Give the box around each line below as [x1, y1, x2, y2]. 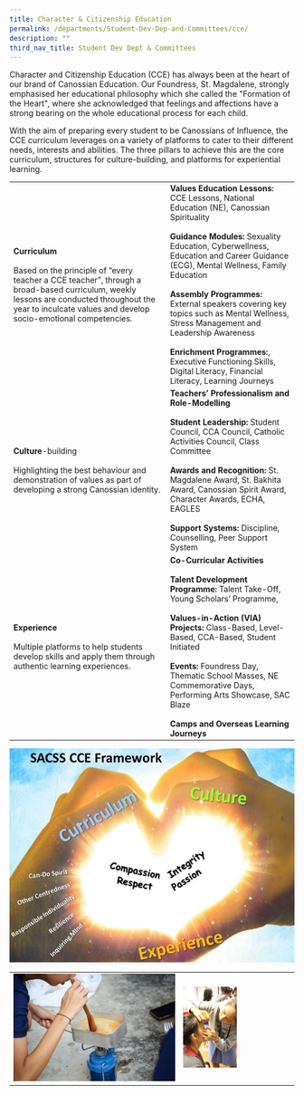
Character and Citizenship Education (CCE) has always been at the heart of [9, 69, 290, 81]
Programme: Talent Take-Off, [169, 583, 281, 594]
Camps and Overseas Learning [169, 718, 290, 729]
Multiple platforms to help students [13, 641, 143, 652]
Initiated [169, 641, 201, 652]
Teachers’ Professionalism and [169, 388, 290, 399]
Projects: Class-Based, [169, 621, 258, 633]
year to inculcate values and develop [13, 303, 150, 314]
